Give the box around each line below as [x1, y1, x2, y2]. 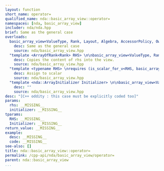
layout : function [5, 7, 41, 12]
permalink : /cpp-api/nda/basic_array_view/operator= [5, 153, 115, 158]
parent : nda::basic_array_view [5, 157, 69, 162]
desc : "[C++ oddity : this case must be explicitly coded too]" [5, 94, 139, 98]
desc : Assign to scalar [14, 71, 62, 76]
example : [5, 130, 23, 135]
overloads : [5, 35, 27, 40]
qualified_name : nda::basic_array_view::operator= [5, 16, 110, 21]
